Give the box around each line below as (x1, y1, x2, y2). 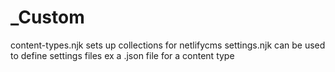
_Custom (10, 6, 85, 29)
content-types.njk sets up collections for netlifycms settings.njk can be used (10, 39, 326, 51)
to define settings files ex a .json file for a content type (10, 49, 235, 61)
